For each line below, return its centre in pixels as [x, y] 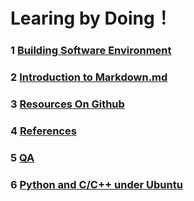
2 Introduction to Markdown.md [89, 77]
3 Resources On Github [67, 104]
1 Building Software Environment [91, 51]
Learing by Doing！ [91, 18]
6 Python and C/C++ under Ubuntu [96, 184]
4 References [43, 131]
